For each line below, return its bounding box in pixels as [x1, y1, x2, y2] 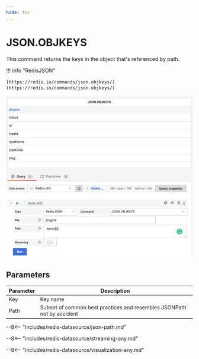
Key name [40, 296, 65, 303]
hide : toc [6, 9, 31, 15]
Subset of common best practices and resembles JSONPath [40, 304, 187, 311]
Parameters [6, 270, 50, 280]
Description [100, 287, 130, 294]
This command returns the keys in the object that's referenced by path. [6, 55, 180, 62]
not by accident [40, 311, 78, 318]
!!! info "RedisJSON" [6, 67, 56, 74]
